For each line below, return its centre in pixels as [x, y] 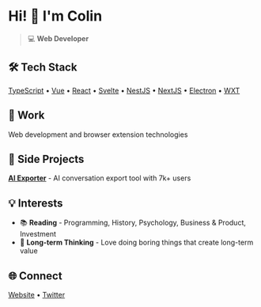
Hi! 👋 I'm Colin [55, 16]
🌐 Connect [35, 276]
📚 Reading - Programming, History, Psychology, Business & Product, [133, 223]
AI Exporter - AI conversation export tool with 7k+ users [100, 178]
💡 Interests [36, 203]
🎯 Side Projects [46, 159]
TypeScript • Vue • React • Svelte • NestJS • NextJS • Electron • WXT [124, 90]
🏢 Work [26, 115]
